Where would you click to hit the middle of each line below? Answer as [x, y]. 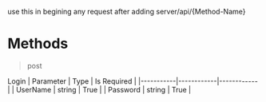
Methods [38, 44]
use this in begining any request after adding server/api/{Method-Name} [127, 12]
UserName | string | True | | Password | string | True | [104, 89]
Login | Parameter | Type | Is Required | [72, 81]
